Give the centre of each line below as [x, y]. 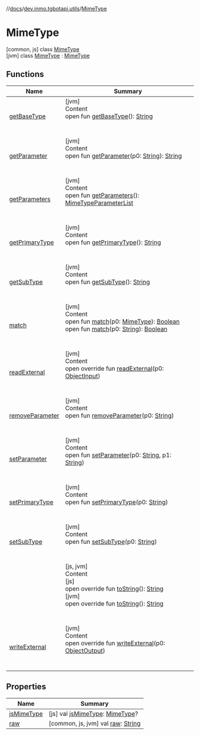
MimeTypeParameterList [99, 202]
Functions [25, 74]
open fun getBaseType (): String [109, 116]
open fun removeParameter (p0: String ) [120, 416]
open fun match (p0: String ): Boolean [116, 329]
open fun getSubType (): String [107, 282]
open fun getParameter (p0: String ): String [124, 156]
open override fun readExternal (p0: [115, 368]
